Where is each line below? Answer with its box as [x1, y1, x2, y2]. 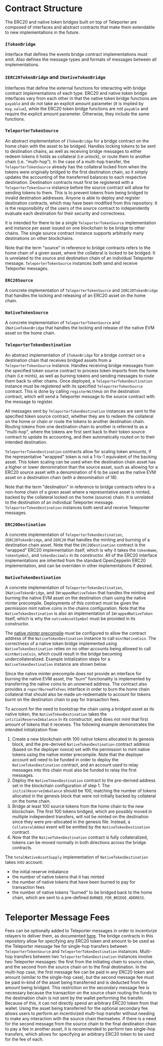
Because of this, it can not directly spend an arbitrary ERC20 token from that [5, 1000, 158, 1006]
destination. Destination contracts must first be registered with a [5, 179, 133, 185]
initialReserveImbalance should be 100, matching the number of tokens [12, 788, 157, 794]
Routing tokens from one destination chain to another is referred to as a [5, 423, 148, 429]
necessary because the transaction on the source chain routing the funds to [5, 990, 157, 996]
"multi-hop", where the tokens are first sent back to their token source [5, 429, 145, 435]
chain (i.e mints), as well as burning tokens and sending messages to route [5, 373, 154, 379]
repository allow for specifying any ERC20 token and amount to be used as [5, 938, 155, 944]
